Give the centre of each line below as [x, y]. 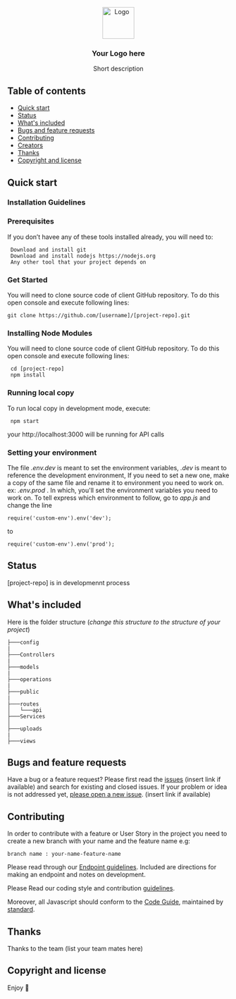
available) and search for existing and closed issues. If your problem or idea [117, 787]
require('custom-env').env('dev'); [60, 518]
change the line [30, 505]
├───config [23, 642]
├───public [23, 692]
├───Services [26, 716]
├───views [22, 741]
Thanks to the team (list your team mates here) [75, 948]
